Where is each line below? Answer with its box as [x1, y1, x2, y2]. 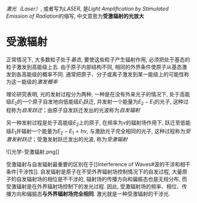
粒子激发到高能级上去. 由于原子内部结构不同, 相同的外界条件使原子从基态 [6, 63, 182, 70]
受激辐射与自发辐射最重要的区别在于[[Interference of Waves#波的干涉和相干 [6, 161, 191, 168]
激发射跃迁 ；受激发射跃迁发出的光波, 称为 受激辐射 [6, 136, 128, 143]
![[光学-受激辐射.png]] [6, 148, 60, 155]
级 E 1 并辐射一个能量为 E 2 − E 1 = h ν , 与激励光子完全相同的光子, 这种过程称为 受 [6, 127, 191, 136]
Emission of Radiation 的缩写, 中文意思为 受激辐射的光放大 [6, 12, 145, 19]
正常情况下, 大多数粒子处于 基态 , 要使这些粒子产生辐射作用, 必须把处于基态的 [6, 55, 190, 63]
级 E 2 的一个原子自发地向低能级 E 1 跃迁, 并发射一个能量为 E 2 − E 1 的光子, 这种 [6, 98, 183, 106]
